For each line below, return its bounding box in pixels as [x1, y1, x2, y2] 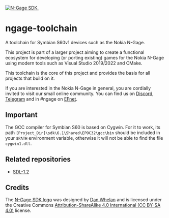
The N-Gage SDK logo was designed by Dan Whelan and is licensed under [5, 197, 162, 203]
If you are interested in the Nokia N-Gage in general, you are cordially [5, 85, 151, 91]
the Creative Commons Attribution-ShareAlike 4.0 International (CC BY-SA [5, 202, 161, 208]
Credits [5, 183, 30, 192]
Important [5, 111, 38, 119]
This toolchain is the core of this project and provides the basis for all [5, 70, 151, 76]
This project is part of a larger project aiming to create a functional [5, 49, 145, 55]
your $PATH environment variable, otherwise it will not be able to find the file [5, 135, 163, 141]
